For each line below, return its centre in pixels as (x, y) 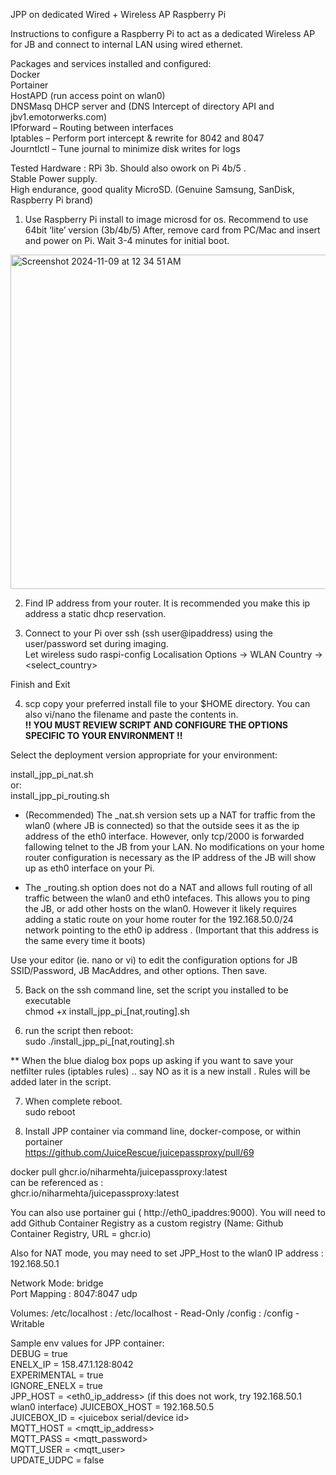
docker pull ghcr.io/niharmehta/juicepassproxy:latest (119, 1172)
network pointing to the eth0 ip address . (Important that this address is (171, 930)
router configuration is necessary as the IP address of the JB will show (170, 857)
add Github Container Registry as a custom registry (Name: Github (147, 1223)
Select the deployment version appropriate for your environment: (144, 755)
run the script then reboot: (79, 1030)
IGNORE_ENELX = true (57, 1385)
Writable (27, 1323)
